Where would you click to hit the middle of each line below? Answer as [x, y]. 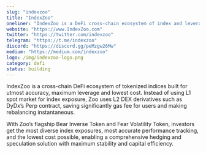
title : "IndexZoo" [30, 18]
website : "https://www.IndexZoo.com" [55, 29]
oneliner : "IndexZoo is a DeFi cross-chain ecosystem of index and [94, 23]
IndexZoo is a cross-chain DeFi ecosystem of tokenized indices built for [97, 86]
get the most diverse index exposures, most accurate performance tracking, [103, 131]
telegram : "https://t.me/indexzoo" [52, 40]
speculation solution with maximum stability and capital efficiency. [90, 144]
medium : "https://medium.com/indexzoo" [57, 52]
